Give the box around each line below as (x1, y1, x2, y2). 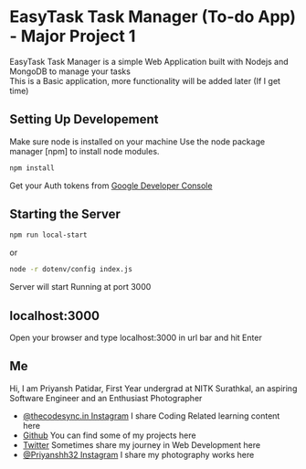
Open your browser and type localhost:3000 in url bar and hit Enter (9, 332, 262, 343)
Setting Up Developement (9, 112, 159, 127)
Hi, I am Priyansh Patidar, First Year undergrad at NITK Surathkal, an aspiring (9, 382, 298, 394)
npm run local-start (9, 230, 89, 240)
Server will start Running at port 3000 (9, 282, 152, 293)
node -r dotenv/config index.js (9, 265, 132, 274)
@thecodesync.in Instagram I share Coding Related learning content (22, 410, 280, 421)
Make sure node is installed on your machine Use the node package (9, 135, 266, 147)
